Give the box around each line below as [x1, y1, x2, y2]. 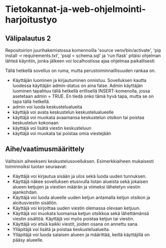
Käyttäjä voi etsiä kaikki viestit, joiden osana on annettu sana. [12, 221, 139, 227]
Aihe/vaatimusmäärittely [5, 145, 85, 153]
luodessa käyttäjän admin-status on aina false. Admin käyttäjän [12, 82, 143, 88]
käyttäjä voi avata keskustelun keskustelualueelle [12, 109, 114, 115]
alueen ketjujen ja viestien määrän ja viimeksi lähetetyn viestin [12, 183, 141, 189]
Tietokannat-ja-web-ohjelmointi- [5, 3, 146, 15]
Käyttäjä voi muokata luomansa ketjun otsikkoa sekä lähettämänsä [12, 210, 149, 216]
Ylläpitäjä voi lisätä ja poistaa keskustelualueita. [12, 226, 110, 232]
